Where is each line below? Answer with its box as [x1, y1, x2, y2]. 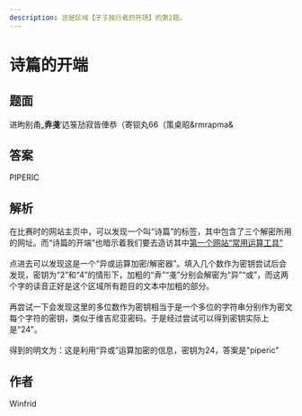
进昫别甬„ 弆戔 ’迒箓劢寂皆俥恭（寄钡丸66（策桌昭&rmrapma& [9, 119, 234, 130]
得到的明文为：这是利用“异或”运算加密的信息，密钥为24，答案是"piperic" [9, 345, 280, 356]
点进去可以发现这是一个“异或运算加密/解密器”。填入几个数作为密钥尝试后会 [9, 258, 288, 269]
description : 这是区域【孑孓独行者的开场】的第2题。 [9, 13, 187, 23]
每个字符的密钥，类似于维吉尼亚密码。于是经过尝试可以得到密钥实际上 [9, 312, 270, 324]
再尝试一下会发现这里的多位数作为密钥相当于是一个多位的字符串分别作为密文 [9, 302, 293, 312]
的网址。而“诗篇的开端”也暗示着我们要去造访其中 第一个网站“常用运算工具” [9, 238, 283, 249]
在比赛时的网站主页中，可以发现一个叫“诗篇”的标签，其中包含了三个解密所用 [9, 226, 292, 237]
